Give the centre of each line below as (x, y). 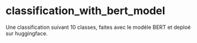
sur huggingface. (27, 33)
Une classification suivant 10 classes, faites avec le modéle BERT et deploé (98, 27)
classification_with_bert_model (85, 11)
